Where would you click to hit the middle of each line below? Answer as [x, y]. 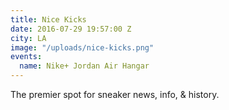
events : [26, 57]
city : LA [28, 38]
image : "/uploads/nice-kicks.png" [82, 47]
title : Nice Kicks [48, 19]
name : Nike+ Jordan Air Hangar [84, 66]
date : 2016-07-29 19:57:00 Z [71, 29]
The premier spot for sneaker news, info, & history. [115, 94]
